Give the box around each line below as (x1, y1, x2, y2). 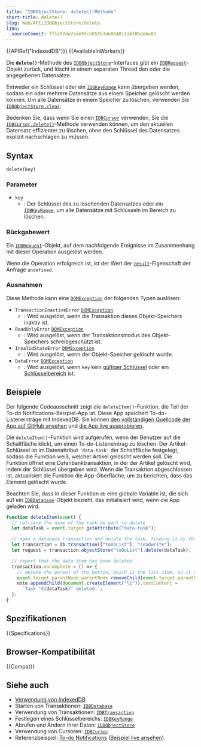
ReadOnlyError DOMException (14, 326, 84, 332)
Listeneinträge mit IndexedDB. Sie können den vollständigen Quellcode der (6, 416, 191, 423)
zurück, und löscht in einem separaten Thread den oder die (23, 65, 170, 72)
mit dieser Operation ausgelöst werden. (6, 248, 103, 255)
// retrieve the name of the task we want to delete (11, 519, 146, 526)
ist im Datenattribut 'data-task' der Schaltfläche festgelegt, (31, 446, 179, 453)
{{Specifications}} (6, 630, 51, 637)
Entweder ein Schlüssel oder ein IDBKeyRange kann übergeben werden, (6, 83, 180, 90)
